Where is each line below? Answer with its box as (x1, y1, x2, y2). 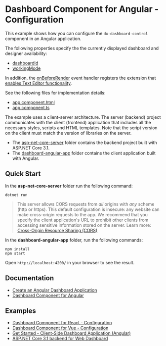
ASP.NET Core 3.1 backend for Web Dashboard (12, 336, 108, 342)
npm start (5, 251, 26, 256)
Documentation (5, 274, 54, 283)
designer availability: (5, 50, 47, 56)
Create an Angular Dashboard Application (12, 287, 97, 293)
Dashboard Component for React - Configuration (12, 320, 112, 326)
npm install (5, 247, 30, 251)
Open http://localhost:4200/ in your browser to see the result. (5, 259, 135, 265)
